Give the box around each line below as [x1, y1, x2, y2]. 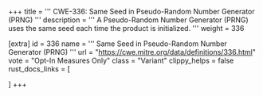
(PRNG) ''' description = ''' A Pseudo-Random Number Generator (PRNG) [8, 15, 249, 25]
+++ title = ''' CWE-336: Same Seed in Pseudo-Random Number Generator [8, 7, 255, 16]
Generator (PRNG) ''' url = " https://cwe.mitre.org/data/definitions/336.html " [8, 48, 257, 56]
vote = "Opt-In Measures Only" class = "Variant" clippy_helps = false [8, 56, 234, 65]
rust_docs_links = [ [8, 64, 70, 74]
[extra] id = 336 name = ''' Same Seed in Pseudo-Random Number [8, 39, 227, 48]
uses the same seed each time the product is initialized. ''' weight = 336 [8, 24, 245, 33]
